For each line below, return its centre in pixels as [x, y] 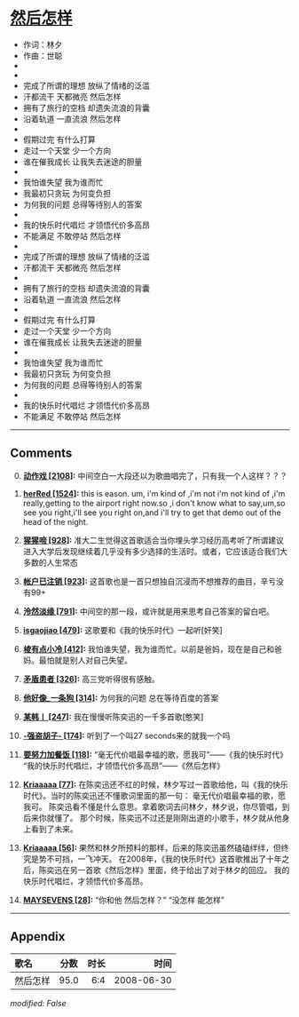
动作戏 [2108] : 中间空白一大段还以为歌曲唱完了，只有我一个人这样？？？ [155, 475]
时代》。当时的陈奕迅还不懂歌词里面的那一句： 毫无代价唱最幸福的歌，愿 [154, 795]
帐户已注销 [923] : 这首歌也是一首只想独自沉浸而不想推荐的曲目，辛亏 [149, 581]
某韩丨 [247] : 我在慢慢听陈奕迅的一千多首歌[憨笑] [113, 717]
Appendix [38, 937]
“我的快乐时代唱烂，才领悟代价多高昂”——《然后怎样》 [124, 766]
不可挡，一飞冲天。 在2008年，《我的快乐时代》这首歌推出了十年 [164, 859]
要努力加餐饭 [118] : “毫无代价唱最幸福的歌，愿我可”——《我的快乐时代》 [155, 754]
